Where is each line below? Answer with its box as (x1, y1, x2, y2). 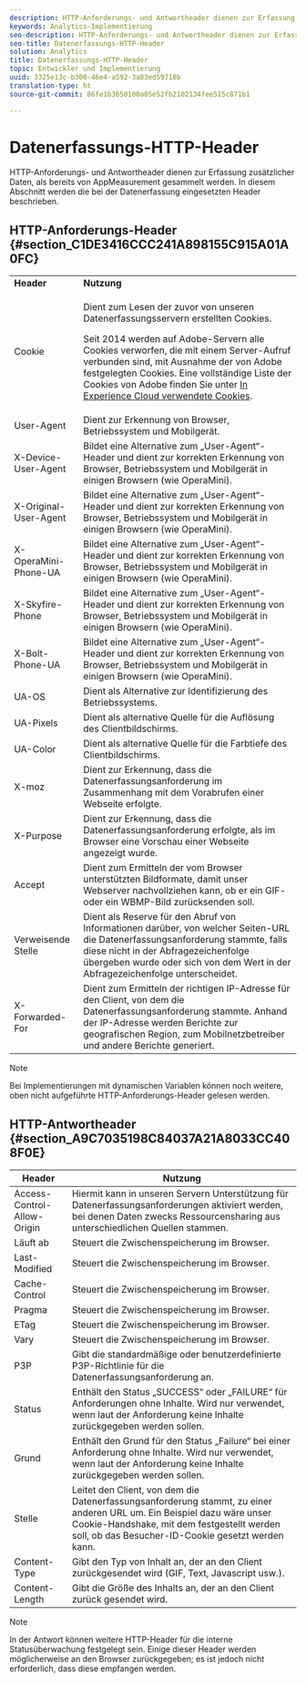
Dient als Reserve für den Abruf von (83, 911, 237, 924)
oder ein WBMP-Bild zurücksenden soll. (83, 895, 255, 908)
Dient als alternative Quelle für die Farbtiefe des (83, 738, 288, 750)
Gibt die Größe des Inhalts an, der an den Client (71, 1582, 275, 1595)
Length (14, 1593, 45, 1606)
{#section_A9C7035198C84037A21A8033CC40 (9, 1131, 291, 1146)
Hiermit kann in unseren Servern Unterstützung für (71, 1187, 289, 1200)
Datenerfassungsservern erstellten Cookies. (83, 312, 272, 325)
